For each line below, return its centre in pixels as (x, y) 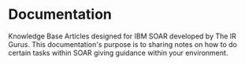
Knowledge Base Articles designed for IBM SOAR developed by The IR (122, 36)
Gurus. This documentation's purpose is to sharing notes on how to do (123, 44)
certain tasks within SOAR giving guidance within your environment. (118, 52)
